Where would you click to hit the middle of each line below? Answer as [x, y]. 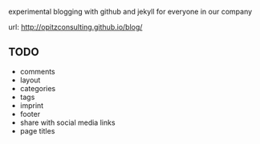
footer [30, 114]
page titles [37, 130]
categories [38, 88]
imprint [32, 105]
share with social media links [67, 122]
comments [37, 71]
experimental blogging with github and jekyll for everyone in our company [130, 12]
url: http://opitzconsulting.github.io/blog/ [75, 27]
